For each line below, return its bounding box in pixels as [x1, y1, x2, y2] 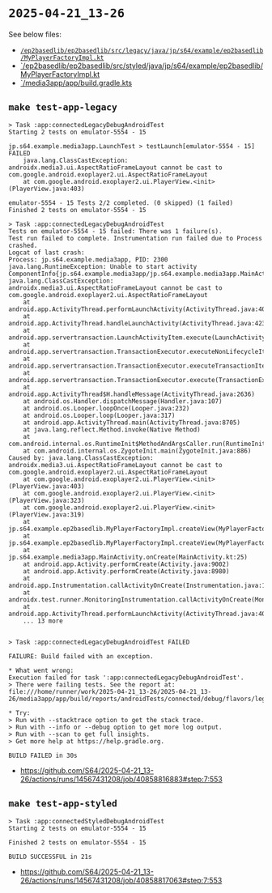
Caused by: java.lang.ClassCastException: [8, 453, 154, 462]
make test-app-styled [8, 797, 117, 810]
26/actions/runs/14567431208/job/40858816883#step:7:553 [19, 774, 223, 784]
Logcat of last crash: [8, 249, 85, 257]
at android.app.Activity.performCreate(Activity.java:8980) [23, 567, 230, 576]
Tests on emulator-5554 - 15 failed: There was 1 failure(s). [8, 227, 223, 236]
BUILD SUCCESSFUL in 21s [8, 853, 92, 861]
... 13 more [23, 617, 63, 625]
